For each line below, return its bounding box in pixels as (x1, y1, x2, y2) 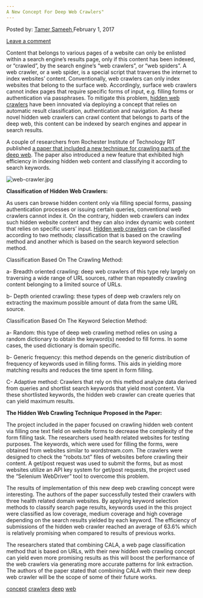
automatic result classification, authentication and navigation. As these (6, 107, 183, 114)
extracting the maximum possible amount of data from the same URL (6, 298, 179, 306)
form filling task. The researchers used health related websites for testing (6, 434, 190, 441)
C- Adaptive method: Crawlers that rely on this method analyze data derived (6, 378, 197, 385)
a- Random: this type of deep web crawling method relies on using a (6, 329, 178, 336)
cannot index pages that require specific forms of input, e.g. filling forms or (6, 87, 194, 95)
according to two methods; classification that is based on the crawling (6, 231, 182, 238)
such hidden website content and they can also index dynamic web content (6, 218, 195, 226)
